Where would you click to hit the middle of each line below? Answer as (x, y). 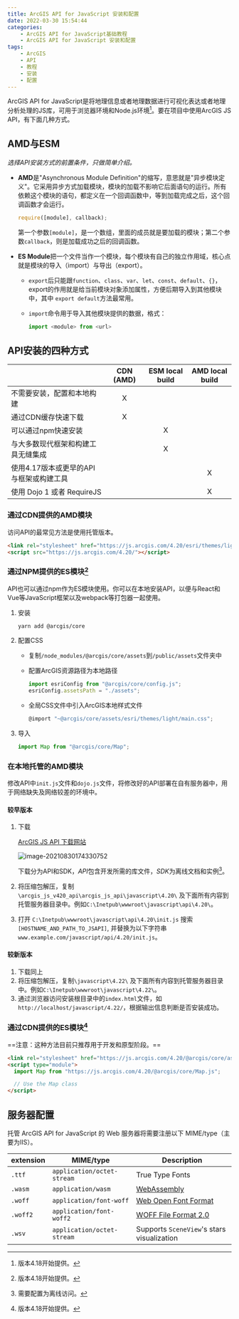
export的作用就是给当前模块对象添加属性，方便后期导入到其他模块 (125, 289)
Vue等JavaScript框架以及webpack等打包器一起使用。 (86, 598)
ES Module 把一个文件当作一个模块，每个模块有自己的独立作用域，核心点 (124, 256)
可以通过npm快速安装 (47, 431)
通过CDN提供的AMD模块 (50, 515)
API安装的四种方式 (48, 351)
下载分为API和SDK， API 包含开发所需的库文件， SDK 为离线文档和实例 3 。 (123, 871)
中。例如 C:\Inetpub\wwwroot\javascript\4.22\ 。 (89, 989)
